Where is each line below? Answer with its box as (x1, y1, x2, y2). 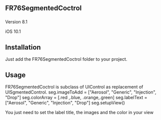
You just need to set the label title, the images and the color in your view (5, 109, 154, 115)
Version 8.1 (5, 19, 27, 25)
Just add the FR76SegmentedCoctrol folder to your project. (5, 56, 127, 62)
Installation (5, 43, 41, 51)
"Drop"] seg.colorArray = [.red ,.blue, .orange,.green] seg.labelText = (5, 94, 147, 100)
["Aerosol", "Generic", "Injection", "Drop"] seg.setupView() (5, 100, 125, 106)
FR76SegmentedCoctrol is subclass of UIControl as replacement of (5, 84, 143, 90)
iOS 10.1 (5, 28, 21, 34)
